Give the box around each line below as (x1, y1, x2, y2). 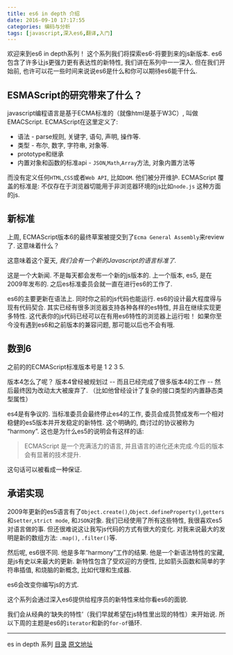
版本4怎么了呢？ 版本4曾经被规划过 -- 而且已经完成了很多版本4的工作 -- (7, 377, 214, 386)
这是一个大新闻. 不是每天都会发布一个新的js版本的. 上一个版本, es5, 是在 (7, 270, 213, 279)
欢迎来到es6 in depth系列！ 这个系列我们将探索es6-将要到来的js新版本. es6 (7, 49, 223, 58)
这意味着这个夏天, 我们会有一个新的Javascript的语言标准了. (7, 256, 177, 264)
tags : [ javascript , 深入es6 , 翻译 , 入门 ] (7, 29, 113, 37)
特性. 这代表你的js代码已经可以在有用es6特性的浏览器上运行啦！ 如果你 (12, 312, 216, 320)
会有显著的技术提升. (24, 450, 81, 459)
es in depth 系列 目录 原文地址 (7, 640, 94, 648)
